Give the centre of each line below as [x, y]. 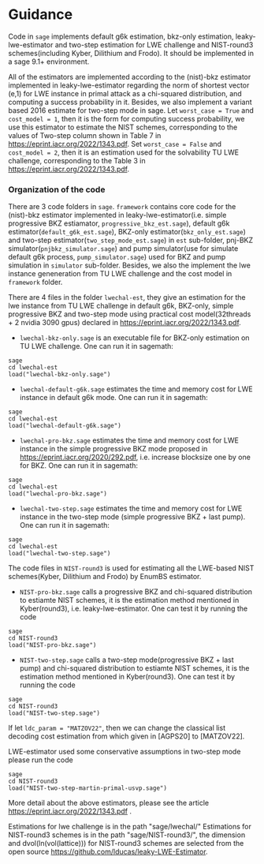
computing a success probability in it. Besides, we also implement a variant [130, 102]
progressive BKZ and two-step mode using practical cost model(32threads [130, 314]
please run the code [41, 760]
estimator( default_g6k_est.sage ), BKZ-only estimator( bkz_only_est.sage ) [127, 232]
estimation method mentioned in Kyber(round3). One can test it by [127, 677]
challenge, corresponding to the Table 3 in [77, 160]
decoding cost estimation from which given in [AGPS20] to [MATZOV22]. [126, 736]
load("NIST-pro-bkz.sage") [52, 645]
